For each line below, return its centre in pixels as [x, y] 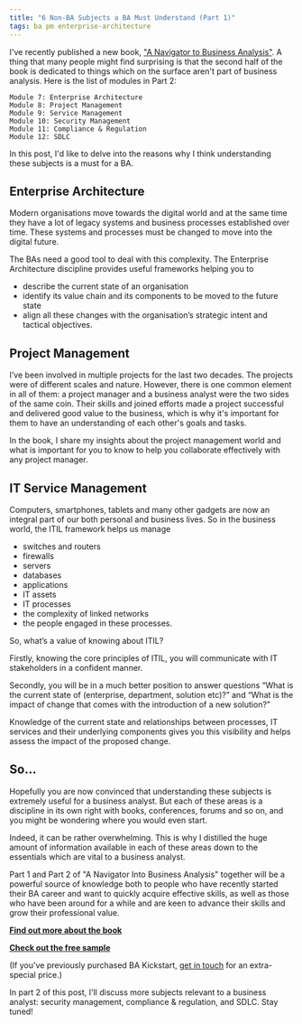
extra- [261, 965]
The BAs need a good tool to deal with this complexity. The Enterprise [139, 259]
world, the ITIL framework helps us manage [90, 528]
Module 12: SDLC [40, 136]
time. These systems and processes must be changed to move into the [141, 232]
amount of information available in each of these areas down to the [134, 847]
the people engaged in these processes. [97, 623]
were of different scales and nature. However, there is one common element [151, 385]
